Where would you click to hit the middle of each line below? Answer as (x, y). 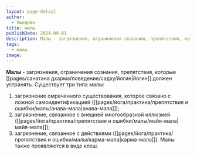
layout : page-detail (31, 11)
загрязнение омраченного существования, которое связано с (93, 96)
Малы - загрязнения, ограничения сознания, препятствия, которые (91, 72)
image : (14, 55)
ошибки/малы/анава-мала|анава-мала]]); (67, 108)
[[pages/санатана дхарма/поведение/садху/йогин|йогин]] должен (89, 78)
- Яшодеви (23, 22)
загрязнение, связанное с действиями (63, 133)
